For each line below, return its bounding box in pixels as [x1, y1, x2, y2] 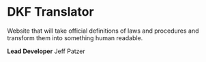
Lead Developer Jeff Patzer [7, 47, 85, 55]
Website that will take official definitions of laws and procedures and [7, 27, 199, 35]
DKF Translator [7, 4, 94, 20]
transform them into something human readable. [7, 33, 143, 42]
